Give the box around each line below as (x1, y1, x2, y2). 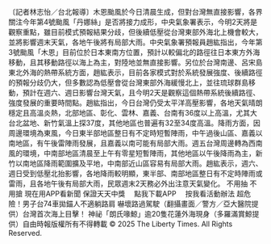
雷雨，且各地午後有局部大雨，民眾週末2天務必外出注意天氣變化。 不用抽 (8, 179, 248, 188)
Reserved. (8, 229, 43, 238)
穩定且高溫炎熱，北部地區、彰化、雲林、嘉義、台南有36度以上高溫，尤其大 (8, 108, 258, 117)
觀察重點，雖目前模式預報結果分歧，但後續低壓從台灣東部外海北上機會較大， (8, 27, 263, 36)
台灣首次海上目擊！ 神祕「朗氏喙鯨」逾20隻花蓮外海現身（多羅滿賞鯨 (22, 209, 252, 218)
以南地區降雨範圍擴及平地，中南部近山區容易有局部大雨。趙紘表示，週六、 (15, 158, 263, 168)
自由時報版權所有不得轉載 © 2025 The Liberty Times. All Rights (22, 219, 233, 229)
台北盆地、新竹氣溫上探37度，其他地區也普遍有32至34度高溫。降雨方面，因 (8, 118, 261, 128)
